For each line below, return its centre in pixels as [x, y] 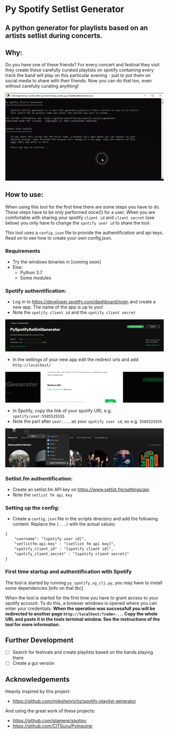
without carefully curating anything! [42, 86]
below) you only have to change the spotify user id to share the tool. [78, 223]
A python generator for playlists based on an [77, 28]
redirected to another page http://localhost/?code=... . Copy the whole [81, 613]
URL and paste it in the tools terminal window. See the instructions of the [82, 619]
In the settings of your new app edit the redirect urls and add [75, 360]
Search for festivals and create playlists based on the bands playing [83, 652]
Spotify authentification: [36, 291]
